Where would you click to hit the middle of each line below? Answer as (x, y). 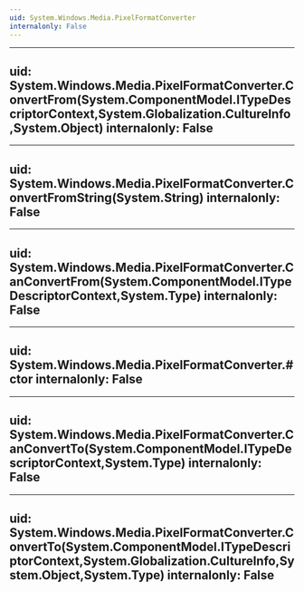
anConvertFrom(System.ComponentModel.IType (151, 281)
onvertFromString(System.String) (107, 197)
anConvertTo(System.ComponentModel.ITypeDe (151, 449)
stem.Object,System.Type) (87, 575)
